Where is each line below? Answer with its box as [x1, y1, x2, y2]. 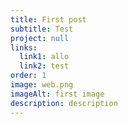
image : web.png [10, 80, 74, 90]
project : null [10, 33, 70, 43]
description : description [10, 98, 118, 108]
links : [10, 42, 38, 53]
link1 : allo [19, 52, 70, 62]
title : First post [10, 14, 87, 25]
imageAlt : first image [10, 89, 105, 99]
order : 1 [10, 71, 47, 81]
